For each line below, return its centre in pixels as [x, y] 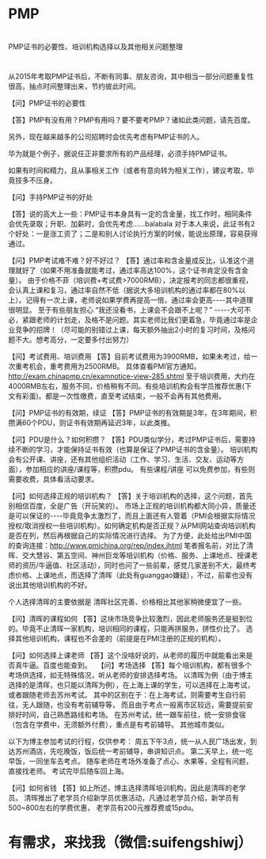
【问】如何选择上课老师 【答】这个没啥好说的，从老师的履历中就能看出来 [127, 655]
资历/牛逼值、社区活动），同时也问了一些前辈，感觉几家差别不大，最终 [136, 565]
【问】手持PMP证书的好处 [51, 197]
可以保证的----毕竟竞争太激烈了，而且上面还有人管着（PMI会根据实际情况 [135, 515]
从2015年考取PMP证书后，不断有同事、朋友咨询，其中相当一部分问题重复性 [131, 76]
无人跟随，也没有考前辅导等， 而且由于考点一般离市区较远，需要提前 [134, 705]
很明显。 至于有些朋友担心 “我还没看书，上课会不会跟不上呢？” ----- [120, 310]
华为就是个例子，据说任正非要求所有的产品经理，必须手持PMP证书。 [120, 153]
